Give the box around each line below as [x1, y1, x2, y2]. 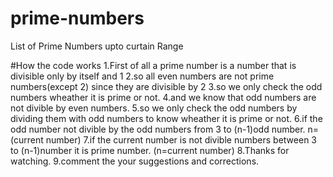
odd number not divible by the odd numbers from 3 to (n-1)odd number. [10, 123, 306, 135]
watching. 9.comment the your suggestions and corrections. [10, 155, 260, 167]
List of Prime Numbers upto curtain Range [10, 40, 184, 52]
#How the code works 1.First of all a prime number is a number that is [10, 59, 297, 71]
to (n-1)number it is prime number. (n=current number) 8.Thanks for [10, 144, 290, 156]
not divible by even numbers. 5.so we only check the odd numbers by [10, 102, 298, 114]
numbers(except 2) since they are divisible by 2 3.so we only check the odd [10, 80, 323, 92]
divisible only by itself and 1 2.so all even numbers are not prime [10, 70, 275, 82]
